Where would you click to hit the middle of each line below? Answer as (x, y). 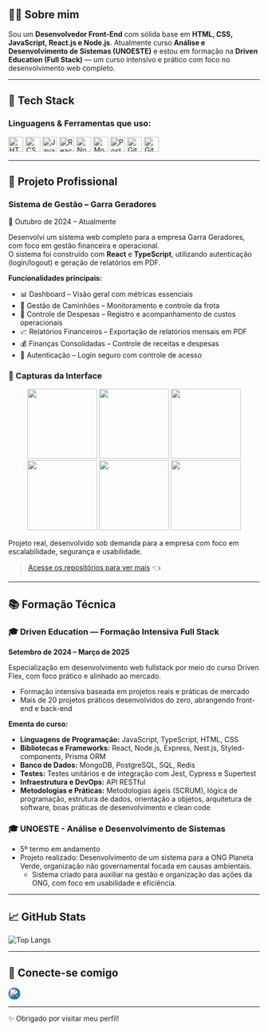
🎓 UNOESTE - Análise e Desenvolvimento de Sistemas (117, 829)
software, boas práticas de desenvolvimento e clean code (115, 808)
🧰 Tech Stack (41, 101)
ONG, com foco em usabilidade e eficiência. (104, 883)
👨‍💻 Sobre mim (44, 15)
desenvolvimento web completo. (62, 68)
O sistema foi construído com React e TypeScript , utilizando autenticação (130, 254)
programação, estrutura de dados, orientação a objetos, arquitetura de (136, 799)
